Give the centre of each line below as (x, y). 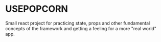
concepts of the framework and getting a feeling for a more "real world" (81, 28)
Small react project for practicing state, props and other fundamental (78, 23)
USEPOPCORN (37, 9)
